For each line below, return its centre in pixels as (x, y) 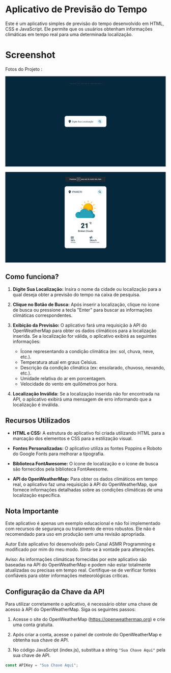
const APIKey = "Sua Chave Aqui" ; (42, 665)
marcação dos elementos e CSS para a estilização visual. (73, 438)
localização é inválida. (36, 405)
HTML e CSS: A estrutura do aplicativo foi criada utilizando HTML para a (89, 433)
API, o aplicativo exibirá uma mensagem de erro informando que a (82, 399)
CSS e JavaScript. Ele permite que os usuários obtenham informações (79, 29)
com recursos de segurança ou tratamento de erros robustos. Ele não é (80, 529)
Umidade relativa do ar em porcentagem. (63, 378)
